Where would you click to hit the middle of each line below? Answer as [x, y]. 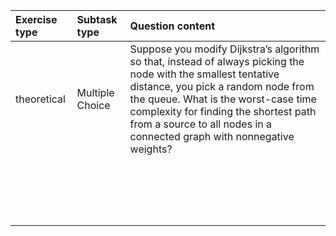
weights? [151, 149]
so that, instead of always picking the [217, 61]
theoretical [40, 99]
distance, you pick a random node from [222, 86]
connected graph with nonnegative [212, 136]
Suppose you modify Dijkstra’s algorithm [224, 49]
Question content [172, 26]
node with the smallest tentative [204, 74]
